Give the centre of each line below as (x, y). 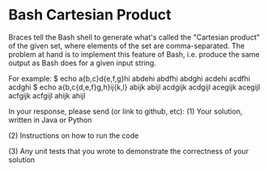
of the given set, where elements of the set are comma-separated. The (127, 45)
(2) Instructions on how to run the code (74, 136)
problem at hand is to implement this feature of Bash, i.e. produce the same (134, 54)
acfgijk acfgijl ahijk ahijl (47, 95)
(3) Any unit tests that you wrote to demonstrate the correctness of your (129, 151)
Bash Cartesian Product (90, 15)
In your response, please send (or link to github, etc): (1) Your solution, (125, 111)
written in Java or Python (50, 119)
